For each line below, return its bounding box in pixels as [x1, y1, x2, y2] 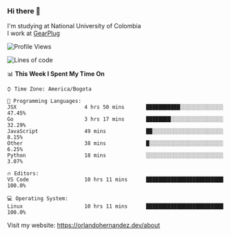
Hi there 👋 [7, 6, 41, 16]
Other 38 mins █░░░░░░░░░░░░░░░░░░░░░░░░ [7, 140, 224, 147]
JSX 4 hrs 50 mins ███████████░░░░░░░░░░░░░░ [7, 104, 224, 111]
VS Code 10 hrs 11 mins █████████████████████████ [7, 176, 224, 184]
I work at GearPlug [7, 29, 61, 37]
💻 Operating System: [7, 195, 69, 202]
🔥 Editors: [7, 170, 39, 177]
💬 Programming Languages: [7, 98, 81, 105]
